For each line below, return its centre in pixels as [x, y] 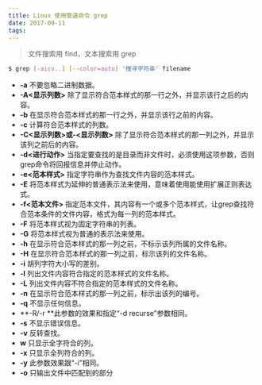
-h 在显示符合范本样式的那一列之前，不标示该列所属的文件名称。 [125, 244]
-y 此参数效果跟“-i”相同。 [61, 363]
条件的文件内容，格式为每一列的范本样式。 [110, 214]
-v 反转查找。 [42, 333]
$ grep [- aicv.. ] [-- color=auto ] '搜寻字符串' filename [100, 69]
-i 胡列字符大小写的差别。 [62, 264]
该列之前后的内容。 [51, 144]
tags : [17, 30]
